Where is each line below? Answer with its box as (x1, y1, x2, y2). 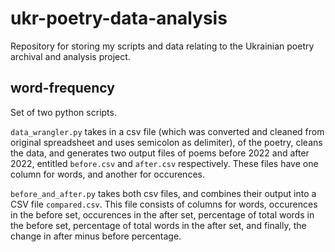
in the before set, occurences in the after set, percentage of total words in (10, 208, 315, 221)
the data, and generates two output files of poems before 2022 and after (10, 147, 310, 159)
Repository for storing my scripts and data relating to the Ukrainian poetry (10, 40, 315, 52)
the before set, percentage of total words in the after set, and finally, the (10, 219, 307, 231)
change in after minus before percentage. (10, 230, 182, 242)
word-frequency (10, 80, 115, 97)
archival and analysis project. (10, 50, 131, 62)
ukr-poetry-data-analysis (10, 7, 228, 30)
